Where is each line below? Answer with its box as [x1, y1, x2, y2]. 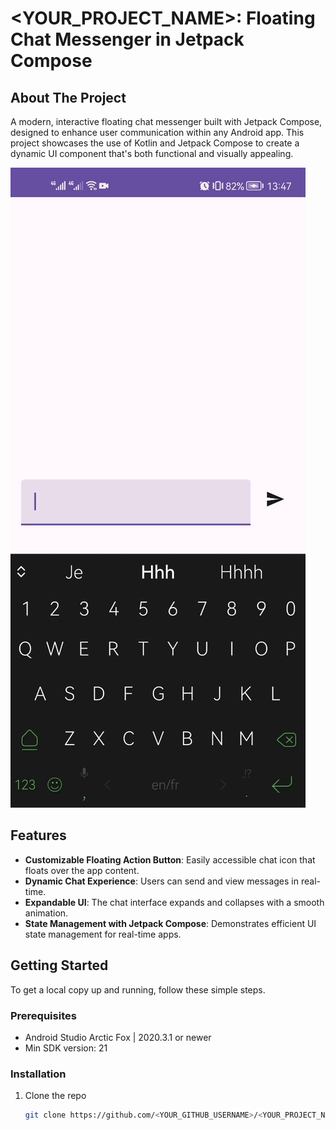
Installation [10, 1067, 67, 1081]
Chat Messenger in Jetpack [10, 28, 245, 51]
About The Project [10, 89, 127, 106]
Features [10, 827, 67, 844]
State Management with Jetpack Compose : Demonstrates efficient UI [24, 917, 317, 929]
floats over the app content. [24, 864, 140, 876]
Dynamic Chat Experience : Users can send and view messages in [24, 875, 300, 887]
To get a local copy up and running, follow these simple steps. [10, 983, 266, 996]
